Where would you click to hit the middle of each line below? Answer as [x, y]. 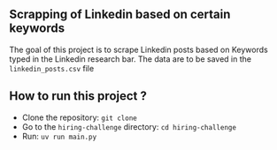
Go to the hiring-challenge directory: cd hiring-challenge [129, 126]
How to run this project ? [78, 96]
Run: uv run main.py [59, 136]
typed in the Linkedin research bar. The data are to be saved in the [131, 59]
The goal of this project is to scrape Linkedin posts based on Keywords [138, 49]
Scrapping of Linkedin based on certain [120, 15]
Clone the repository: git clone [79, 117]
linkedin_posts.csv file [52, 68]
